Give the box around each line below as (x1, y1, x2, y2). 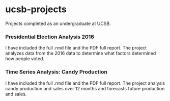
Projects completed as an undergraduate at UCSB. (5, 20, 111, 27)
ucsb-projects (5, 4, 67, 15)
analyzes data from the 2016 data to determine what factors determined (5, 50, 156, 57)
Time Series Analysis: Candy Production (5, 68, 108, 75)
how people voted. (5, 56, 45, 62)
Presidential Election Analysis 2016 (5, 33, 94, 40)
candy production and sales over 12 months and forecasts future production (5, 85, 165, 91)
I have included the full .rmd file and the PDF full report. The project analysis (5, 80, 165, 86)
